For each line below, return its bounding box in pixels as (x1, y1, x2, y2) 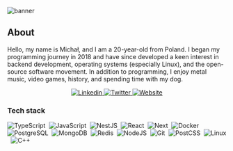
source (7, 67, 28, 76)
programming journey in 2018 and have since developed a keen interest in (7, 52, 219, 61)
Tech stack (7, 105, 45, 115)
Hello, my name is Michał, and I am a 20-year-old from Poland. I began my (7, 45, 220, 54)
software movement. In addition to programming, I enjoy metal (29, 67, 207, 76)
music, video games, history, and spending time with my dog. (7, 74, 183, 83)
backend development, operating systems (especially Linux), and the (7, 60, 205, 68)
